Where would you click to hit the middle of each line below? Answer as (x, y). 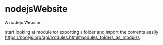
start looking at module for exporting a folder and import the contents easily (82, 32)
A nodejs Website (23, 22)
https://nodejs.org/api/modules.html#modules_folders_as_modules (73, 37)
